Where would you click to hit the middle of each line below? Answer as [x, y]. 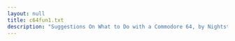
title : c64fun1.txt [36, 20]
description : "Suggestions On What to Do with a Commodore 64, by [106, 26]
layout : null [26, 14]
